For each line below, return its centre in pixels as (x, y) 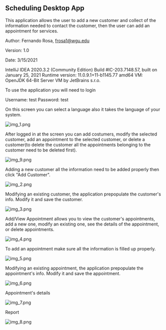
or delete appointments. (30, 229)
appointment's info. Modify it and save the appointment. (63, 273)
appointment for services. (32, 31)
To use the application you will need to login (50, 90)
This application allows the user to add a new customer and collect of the (81, 20)
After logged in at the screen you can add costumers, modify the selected (81, 134)
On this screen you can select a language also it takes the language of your (83, 109)
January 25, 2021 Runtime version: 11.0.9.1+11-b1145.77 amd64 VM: (74, 75)
